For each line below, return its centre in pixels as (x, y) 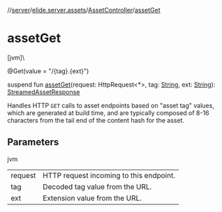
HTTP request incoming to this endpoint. (109, 175)
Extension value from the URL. (92, 198)
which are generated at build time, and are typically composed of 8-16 (108, 113)
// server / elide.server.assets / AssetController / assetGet (84, 10)
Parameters (33, 142)
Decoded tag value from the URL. (97, 186)
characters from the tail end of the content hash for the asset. (96, 120)
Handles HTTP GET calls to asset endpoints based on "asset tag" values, (111, 105)
